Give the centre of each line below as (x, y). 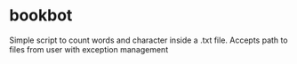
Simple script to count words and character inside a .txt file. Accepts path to (148, 40)
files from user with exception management (89, 49)
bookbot (41, 16)
